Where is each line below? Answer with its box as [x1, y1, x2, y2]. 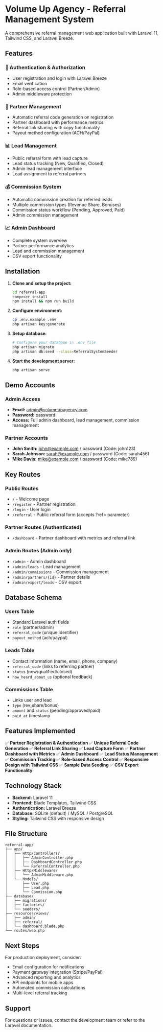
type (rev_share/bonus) [12, 703, 59, 708]
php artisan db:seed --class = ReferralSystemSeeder [12, 349, 118, 354]
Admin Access [5, 396, 41, 402]
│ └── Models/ [5, 877, 38, 882]
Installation [5, 267, 40, 276]
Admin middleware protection [12, 91, 72, 96]
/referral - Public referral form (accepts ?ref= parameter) [12, 512, 130, 517]
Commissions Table [5, 686, 53, 693]
